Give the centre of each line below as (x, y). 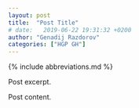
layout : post (29, 15)
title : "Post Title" (44, 23)
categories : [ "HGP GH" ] (47, 45)
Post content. (30, 97)
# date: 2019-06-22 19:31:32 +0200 (70, 30)
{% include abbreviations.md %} (61, 67)
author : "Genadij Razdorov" (54, 37)
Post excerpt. (30, 82)
